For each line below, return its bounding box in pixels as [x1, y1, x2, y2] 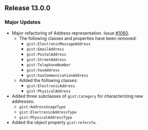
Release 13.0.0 [4, 4, 51, 12]
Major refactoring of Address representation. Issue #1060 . [11, 30, 130, 36]
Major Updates [4, 19, 41, 26]
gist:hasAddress [26, 68, 60, 73]
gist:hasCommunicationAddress [26, 73, 89, 78]
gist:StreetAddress [26, 57, 67, 62]
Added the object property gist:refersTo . [11, 119, 97, 125]
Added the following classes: [19, 77, 78, 83]
